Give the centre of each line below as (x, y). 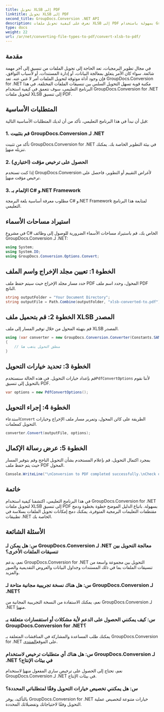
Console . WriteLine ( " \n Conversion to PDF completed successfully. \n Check (81, 474)
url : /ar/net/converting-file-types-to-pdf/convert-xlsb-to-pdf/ (73, 37)
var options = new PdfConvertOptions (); (47, 392)
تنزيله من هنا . (16, 149)
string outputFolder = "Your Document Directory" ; (58, 297)
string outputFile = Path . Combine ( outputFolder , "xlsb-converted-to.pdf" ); (84, 302)
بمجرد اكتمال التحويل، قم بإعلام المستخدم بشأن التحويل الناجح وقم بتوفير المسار (78, 460)
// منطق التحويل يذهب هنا (37, 347)
